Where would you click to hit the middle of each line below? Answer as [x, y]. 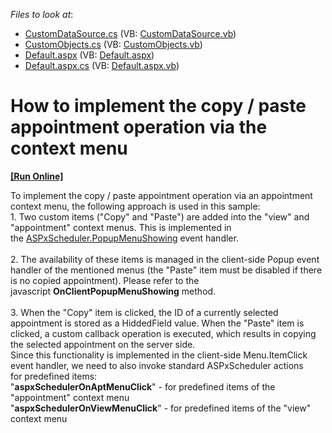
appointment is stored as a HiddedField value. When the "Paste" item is [157, 323]
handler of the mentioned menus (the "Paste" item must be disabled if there [166, 270]
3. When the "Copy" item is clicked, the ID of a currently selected [144, 312]
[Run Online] [37, 176]
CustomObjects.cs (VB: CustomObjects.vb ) [113, 44]
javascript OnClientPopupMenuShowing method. [113, 291]
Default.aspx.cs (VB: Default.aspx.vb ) [102, 65]
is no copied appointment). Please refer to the [105, 280]
